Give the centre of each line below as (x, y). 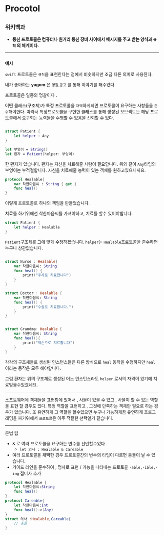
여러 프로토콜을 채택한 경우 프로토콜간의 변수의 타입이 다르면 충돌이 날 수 (81, 455)
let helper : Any (31, 136)
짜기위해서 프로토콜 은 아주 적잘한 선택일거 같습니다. (66, 418)
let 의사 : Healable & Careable (51, 449)
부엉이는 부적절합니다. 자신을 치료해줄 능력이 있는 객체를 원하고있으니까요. (75, 170)
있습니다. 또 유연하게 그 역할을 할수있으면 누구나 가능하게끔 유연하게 (78, 412)
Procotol (23, 9)
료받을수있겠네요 (21, 384)
